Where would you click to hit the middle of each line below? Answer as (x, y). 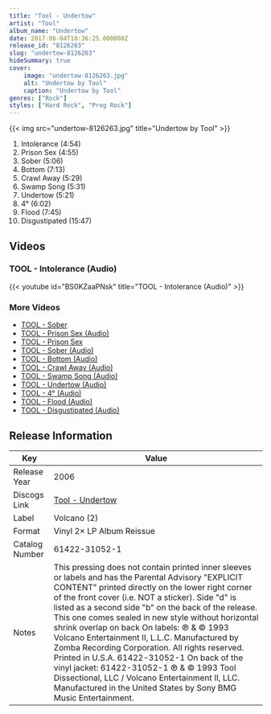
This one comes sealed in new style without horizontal (156, 618)
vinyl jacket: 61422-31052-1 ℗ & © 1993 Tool (145, 667)
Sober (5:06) (42, 161)
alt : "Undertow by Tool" (65, 83)
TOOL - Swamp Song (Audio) (69, 376)
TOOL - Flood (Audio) (57, 402)
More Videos (35, 307)
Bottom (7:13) (43, 170)
